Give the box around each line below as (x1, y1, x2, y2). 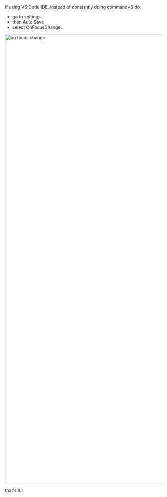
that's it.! (5, 487, 23, 493)
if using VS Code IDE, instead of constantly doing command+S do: (5, 4, 141, 10)
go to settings (12, 14, 41, 19)
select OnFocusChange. (12, 24, 62, 30)
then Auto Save (12, 19, 44, 25)
